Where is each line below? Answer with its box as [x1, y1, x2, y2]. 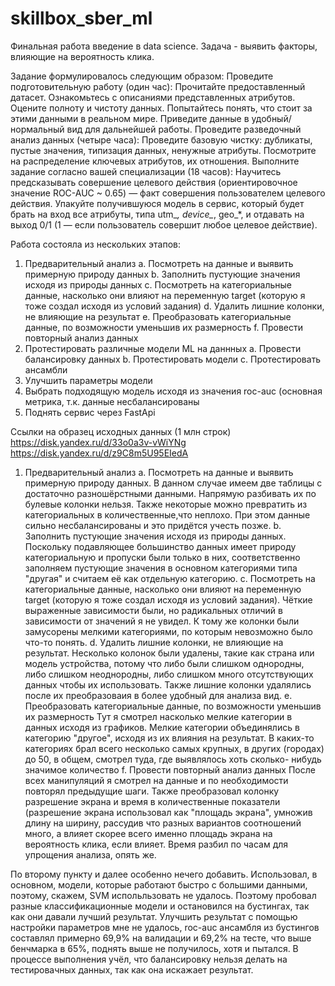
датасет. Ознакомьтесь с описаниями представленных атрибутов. [10, 91, 296, 103]
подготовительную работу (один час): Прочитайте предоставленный [10, 80, 306, 92]
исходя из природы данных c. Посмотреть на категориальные [24, 278, 292, 291]
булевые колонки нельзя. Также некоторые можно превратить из [24, 498, 308, 510]
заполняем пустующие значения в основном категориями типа [24, 562, 298, 574]
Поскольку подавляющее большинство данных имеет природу [24, 540, 297, 552]
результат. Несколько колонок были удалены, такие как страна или [24, 647, 315, 659]
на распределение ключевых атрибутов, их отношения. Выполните [10, 155, 300, 167]
